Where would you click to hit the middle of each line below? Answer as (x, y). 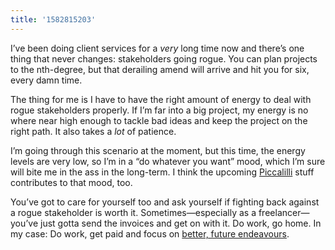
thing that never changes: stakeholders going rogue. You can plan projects (164, 58)
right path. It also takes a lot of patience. (93, 131)
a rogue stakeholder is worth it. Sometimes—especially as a (133, 212)
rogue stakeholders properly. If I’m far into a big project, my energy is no (159, 110)
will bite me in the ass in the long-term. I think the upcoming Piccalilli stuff (162, 172)
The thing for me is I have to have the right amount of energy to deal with (161, 99)
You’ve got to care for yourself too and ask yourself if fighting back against (165, 202)
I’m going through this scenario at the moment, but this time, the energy (158, 150)
